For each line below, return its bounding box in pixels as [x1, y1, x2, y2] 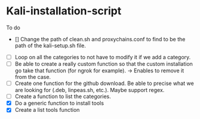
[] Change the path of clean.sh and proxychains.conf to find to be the [14, 35, 186, 42]
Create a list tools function [14, 106, 80, 114]
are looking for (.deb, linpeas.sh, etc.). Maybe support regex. [14, 87, 165, 94]
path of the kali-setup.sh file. [14, 42, 87, 49]
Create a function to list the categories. [14, 93, 112, 100]
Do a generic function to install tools [14, 100, 104, 107]
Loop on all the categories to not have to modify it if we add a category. [14, 53, 191, 60]
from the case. [14, 74, 51, 81]
